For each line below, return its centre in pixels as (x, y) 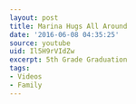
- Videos (26, 77)
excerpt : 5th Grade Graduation (68, 60)
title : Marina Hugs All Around (68, 26)
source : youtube (40, 43)
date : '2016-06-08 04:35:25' (64, 34)
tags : (19, 69)
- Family (26, 85)
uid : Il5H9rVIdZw (42, 52)
